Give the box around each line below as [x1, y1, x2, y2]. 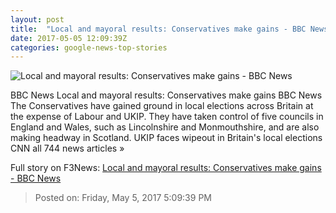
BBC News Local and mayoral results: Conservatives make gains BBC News [10, 89, 323, 101]
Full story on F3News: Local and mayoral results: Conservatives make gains [10, 162, 322, 174]
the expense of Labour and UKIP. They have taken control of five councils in [10, 111, 324, 123]
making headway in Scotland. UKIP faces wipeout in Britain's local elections [10, 132, 323, 144]
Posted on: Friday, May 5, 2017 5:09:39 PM [34, 192, 212, 204]
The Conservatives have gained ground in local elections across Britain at [10, 100, 314, 112]
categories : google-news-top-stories [10, 42, 168, 53]
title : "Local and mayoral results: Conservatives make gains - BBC [10, 24, 307, 34]
